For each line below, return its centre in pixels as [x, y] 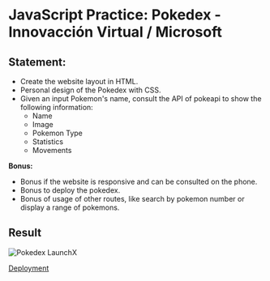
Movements [52, 150]
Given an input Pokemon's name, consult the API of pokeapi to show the [141, 98]
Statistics [47, 142]
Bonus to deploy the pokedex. [70, 190]
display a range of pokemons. [70, 207]
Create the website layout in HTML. [79, 81]
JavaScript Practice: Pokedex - [115, 15]
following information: [56, 107]
